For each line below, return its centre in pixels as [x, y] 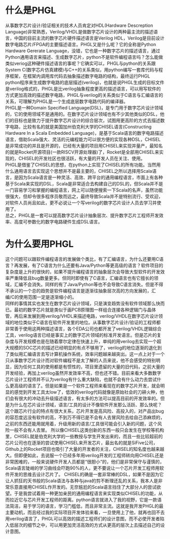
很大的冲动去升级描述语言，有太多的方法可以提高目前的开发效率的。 [89, 398]
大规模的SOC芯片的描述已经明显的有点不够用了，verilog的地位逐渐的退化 [81, 348]
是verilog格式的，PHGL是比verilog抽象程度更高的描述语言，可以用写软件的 [83, 89]
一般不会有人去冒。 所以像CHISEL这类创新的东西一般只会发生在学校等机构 [87, 430]
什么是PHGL [31, 10]
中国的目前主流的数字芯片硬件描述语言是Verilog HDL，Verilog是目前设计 [89, 38]
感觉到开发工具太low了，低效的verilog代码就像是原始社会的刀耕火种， [87, 392]
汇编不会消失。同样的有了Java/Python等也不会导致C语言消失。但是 [84, 284]
